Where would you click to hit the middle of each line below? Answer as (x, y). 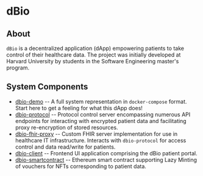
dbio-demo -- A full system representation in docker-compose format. (101, 101)
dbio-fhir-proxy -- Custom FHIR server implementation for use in (96, 134)
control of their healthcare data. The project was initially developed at (94, 55)
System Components (47, 87)
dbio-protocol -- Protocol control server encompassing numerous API (103, 114)
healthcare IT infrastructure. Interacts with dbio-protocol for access (101, 140)
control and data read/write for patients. (65, 147)
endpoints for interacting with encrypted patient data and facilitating (101, 121)
